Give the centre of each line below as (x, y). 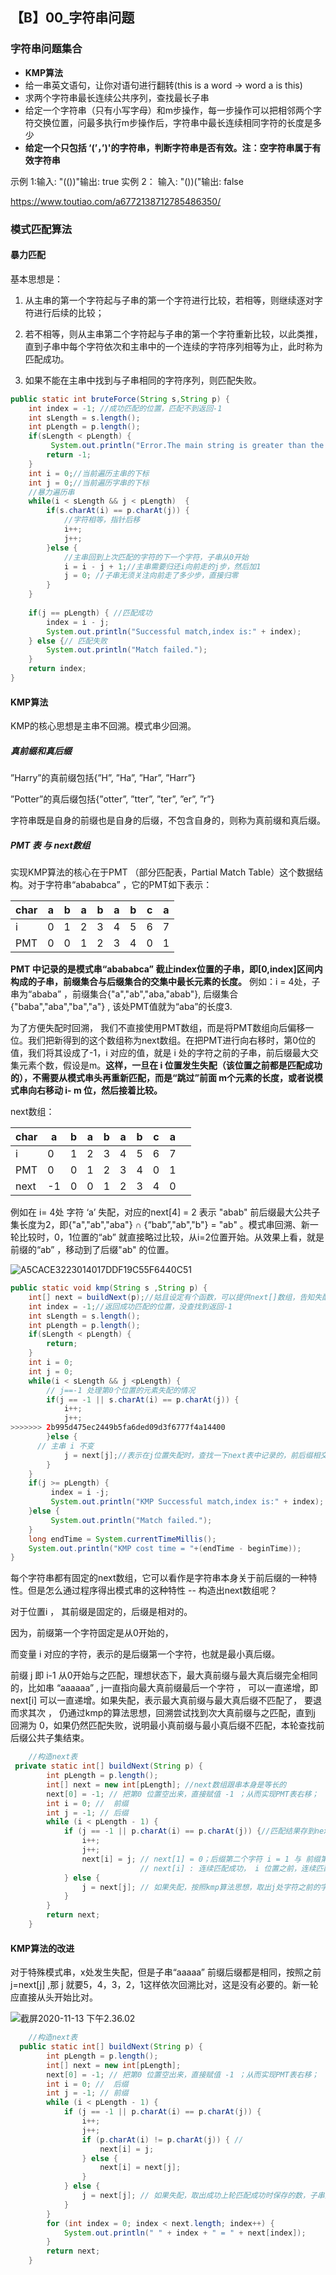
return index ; (57, 669)
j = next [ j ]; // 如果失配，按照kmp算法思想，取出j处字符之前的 (201, 1887)
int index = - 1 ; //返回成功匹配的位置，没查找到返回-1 (130, 1306)
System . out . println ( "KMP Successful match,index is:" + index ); (187, 1502)
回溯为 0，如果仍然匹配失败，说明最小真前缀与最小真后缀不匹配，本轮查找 (163, 1725)
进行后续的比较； (69, 312)
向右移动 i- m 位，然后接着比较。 (95, 1090)
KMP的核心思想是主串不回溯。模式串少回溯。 (103, 726)
